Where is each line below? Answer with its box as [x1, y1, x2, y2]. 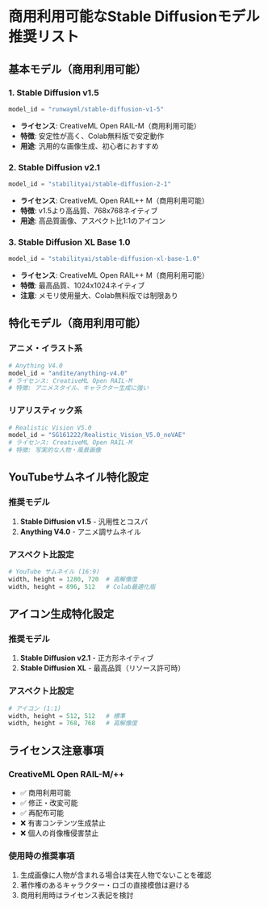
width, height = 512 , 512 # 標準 [8, 712, 126, 720]
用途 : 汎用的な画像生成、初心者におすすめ [19, 141, 159, 150]
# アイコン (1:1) [8, 704, 62, 712]
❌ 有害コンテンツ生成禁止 [19, 817, 107, 828]
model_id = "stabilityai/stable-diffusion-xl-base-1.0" [8, 255, 200, 263]
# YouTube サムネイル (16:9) [8, 568, 100, 576]
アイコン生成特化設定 [8, 607, 115, 621]
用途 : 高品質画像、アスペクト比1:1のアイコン [19, 216, 166, 225]
